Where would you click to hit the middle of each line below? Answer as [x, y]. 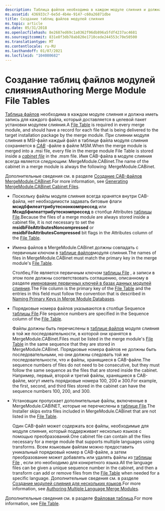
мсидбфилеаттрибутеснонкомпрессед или [59, 207]
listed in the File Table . [35, 416]
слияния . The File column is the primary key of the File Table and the [82, 288]
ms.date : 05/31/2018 [26, 28]
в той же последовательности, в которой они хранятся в [72, 334]
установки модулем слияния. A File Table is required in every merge [75, 125]
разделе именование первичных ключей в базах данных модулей [82, 283]
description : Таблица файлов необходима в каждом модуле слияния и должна [83, 10]
